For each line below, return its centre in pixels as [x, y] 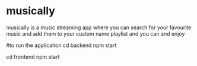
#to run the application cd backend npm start [61, 45]
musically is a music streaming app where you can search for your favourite [99, 27]
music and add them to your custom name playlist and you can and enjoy [96, 33]
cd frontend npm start [33, 56]
